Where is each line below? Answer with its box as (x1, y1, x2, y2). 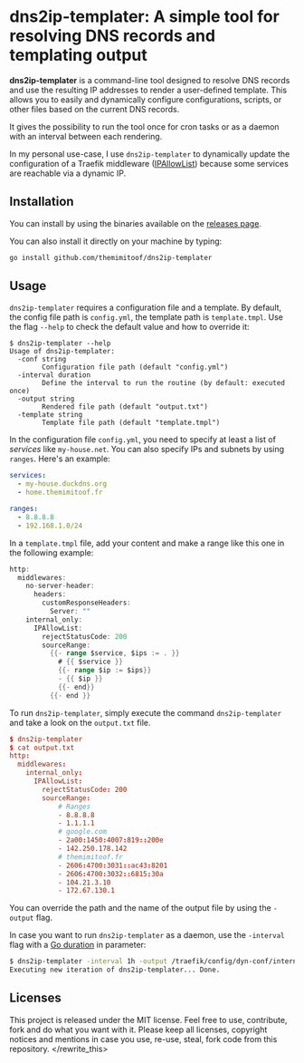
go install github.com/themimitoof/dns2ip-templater (9, 253, 213, 262)
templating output (9, 45, 147, 65)
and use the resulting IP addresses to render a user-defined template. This (9, 84, 288, 95)
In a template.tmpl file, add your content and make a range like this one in (9, 537, 285, 548)
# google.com (57, 827, 107, 836)
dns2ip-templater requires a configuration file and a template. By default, (9, 302, 282, 314)
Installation (9, 194, 74, 209)
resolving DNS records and (9, 25, 215, 46)
